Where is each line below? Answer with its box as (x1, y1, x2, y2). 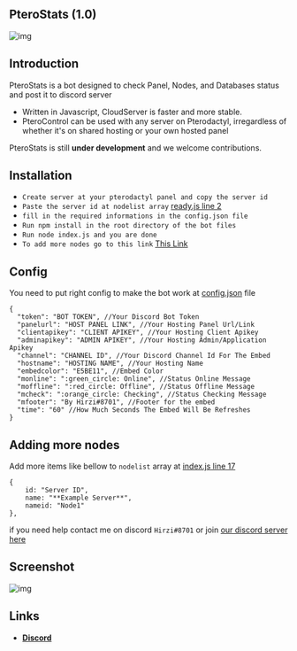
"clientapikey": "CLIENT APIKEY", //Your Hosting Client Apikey (17, 328, 259, 337)
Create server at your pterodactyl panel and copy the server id (21, 193, 268, 202)
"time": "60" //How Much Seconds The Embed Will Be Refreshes (17, 406, 251, 415)
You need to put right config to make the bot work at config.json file (9, 288, 256, 298)
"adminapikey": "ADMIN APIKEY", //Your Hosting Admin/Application (17, 336, 267, 345)
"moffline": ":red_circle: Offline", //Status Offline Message (17, 383, 255, 391)
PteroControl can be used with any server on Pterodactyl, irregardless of (21, 115, 287, 127)
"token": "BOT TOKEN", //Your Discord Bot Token (17, 313, 200, 322)
